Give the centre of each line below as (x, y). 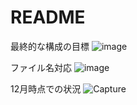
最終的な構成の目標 (50, 46)
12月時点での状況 (46, 88)
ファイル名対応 (41, 67)
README (48, 17)
